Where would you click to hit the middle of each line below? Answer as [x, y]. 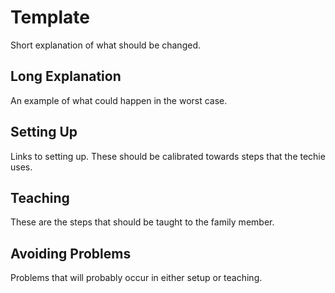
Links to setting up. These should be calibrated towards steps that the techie [168, 156]
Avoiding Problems [71, 253]
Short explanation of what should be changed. [105, 45]
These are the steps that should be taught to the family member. [142, 222]
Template [50, 17]
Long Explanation [66, 76]
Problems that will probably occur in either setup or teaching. [136, 278]
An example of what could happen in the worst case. [119, 100]
